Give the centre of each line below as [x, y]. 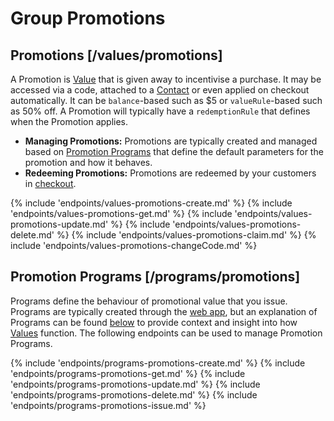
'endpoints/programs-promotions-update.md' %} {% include [135, 384]
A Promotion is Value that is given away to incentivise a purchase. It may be [166, 79]
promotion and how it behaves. [88, 162]
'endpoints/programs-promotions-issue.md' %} [108, 405]
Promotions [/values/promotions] [116, 55]
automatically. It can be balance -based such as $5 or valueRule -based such [166, 100]
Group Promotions [88, 18]
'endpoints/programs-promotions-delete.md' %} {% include [134, 394]
